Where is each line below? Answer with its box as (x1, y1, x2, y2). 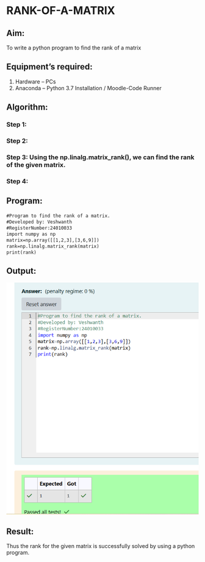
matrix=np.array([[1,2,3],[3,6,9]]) (6, 237, 99, 243)
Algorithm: (6, 102, 48, 113)
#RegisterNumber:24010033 (6, 225, 72, 231)
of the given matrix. (6, 160, 66, 169)
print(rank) (6, 249, 37, 255)
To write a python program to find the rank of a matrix (6, 44, 142, 51)
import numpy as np (6, 231, 56, 237)
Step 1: (6, 120, 27, 129)
